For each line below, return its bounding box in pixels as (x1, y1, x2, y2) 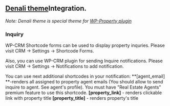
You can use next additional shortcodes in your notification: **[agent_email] (5, 73, 165, 79)
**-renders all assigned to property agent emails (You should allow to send (5, 79, 163, 85)
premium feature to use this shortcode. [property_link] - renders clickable (5, 90, 162, 96)
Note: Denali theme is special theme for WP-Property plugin (5, 17, 132, 24)
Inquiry (5, 30, 24, 38)
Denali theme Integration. (5, 4, 87, 13)
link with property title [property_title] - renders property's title (5, 95, 139, 101)
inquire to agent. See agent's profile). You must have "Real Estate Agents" (5, 84, 161, 91)
